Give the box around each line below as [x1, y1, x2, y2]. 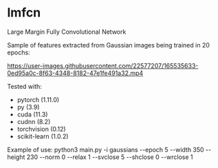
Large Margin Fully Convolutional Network [7, 28, 127, 36]
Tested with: [7, 82, 43, 90]
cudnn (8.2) [17, 117, 51, 125]
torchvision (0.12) [17, 125, 67, 133]
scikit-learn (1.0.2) [17, 132, 69, 140]
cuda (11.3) [17, 110, 48, 118]
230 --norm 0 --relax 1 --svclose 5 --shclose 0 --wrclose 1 [26, 153, 194, 161]
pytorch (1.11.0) [17, 95, 60, 104]
